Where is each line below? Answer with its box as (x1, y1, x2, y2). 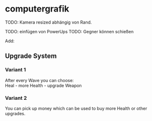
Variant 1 (5, 67, 26, 73)
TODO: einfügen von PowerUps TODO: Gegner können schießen (5, 28, 134, 34)
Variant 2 (5, 94, 27, 101)
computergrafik (5, 3, 69, 14)
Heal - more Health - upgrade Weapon (5, 82, 82, 88)
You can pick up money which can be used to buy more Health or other (5, 105, 148, 111)
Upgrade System (5, 52, 57, 60)
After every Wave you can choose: (5, 77, 74, 83)
